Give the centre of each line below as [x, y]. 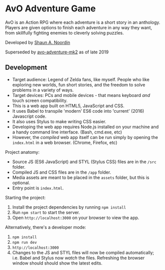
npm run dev [24, 242]
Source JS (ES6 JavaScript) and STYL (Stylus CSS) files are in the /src [84, 162]
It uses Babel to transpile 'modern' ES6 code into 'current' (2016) [78, 111]
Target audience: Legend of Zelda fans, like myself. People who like [81, 79]
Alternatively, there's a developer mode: [46, 227]
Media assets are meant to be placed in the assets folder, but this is [81, 177]
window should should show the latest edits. [57, 263]
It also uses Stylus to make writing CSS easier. [59, 121]
